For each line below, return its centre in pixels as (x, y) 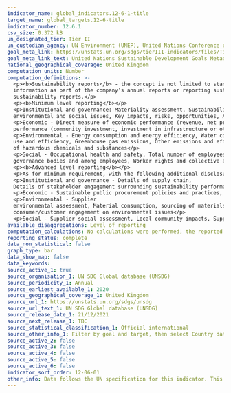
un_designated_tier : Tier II (49, 39)
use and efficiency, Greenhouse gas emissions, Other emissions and (113, 142)
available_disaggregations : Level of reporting (77, 225)
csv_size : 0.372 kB (35, 33)
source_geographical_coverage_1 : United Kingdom (78, 296)
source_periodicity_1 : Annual (51, 283)
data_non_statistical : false (49, 244)
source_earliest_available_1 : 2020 (58, 289)
